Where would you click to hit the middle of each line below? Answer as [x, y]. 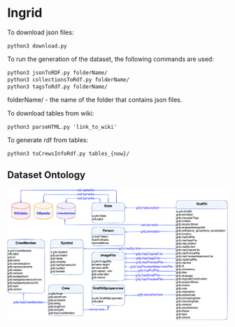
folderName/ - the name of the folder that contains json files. [95, 99]
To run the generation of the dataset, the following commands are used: [111, 59]
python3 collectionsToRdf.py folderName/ [69, 79]
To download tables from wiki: [51, 113]
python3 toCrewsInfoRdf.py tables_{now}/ [69, 153]
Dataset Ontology [47, 175]
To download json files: [41, 32]
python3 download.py [37, 46]
